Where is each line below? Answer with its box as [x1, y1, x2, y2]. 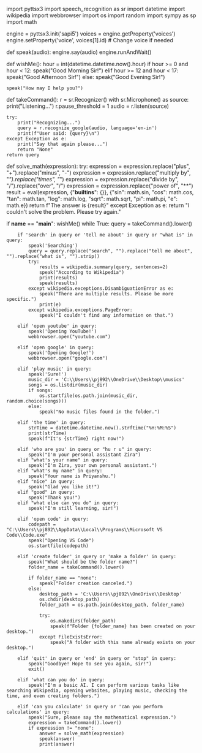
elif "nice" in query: [17, 479, 75, 485]
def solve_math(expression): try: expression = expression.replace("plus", [6, 162, 190, 170]
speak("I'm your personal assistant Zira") [28, 452, 141, 458]
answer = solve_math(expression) [39, 730, 124, 736]
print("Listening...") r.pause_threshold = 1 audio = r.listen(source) [6, 102, 170, 110]
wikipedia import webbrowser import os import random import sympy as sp [6, 12, 196, 19]
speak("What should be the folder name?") [28, 559, 138, 565]
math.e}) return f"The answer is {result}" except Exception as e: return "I [6, 202, 190, 209]
